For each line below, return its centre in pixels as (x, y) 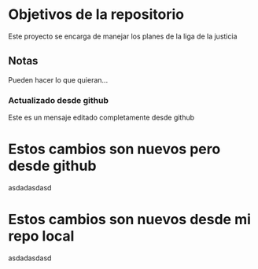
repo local (41, 236)
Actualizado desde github (58, 100)
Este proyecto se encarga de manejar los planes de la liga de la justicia (123, 36)
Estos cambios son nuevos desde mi (130, 220)
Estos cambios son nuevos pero (114, 149)
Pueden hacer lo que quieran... (58, 79)
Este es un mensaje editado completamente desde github (101, 118)
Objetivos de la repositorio (96, 15)
